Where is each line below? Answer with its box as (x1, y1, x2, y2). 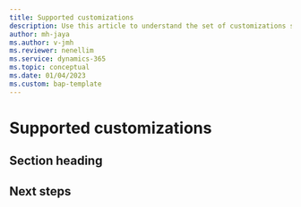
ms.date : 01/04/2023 (9, 71, 87, 80)
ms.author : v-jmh (9, 37, 74, 47)
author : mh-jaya (9, 29, 70, 38)
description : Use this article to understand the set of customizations (9, 21, 287, 30)
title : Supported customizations (9, 12, 134, 22)
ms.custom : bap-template (9, 79, 102, 88)
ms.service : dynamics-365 (9, 54, 106, 63)
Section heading (9, 153, 103, 169)
